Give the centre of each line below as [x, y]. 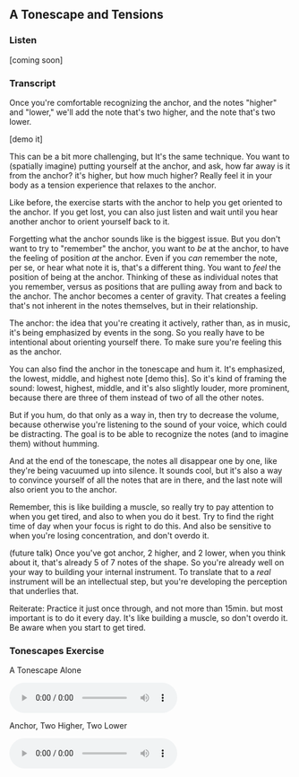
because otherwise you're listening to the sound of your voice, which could [148, 424]
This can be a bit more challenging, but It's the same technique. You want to [149, 156]
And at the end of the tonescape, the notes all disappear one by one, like [143, 460]
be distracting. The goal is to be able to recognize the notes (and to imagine [149, 433]
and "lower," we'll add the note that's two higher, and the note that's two [142, 112]
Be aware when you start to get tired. [77, 627]
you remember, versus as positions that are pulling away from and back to [146, 286]
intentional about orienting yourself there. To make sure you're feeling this [145, 342]
